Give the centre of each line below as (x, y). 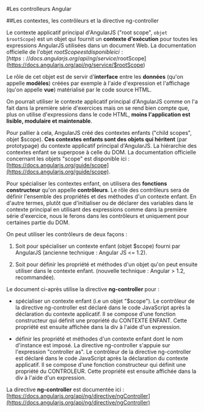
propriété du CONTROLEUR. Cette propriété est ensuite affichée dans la (106, 371)
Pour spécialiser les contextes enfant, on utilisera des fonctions (87, 183)
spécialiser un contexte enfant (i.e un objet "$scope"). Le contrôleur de (105, 301)
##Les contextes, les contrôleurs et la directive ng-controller (82, 20)
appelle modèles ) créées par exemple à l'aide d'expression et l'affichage (98, 83)
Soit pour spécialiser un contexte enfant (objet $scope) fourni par (98, 246)
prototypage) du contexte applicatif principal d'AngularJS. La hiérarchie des (102, 146)
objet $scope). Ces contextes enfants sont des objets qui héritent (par (97, 139)
